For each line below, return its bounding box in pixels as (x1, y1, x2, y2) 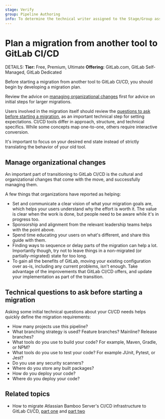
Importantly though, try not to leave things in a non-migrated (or (12, 248, 142, 253)
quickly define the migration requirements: (5, 314, 91, 320)
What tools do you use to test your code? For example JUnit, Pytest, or (12, 349, 156, 355)
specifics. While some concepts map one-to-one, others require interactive (5, 124, 158, 130)
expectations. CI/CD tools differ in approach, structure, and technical (5, 119, 145, 125)
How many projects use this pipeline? (12, 323, 88, 329)
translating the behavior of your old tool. (5, 144, 86, 150)
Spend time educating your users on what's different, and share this (12, 232, 150, 238)
